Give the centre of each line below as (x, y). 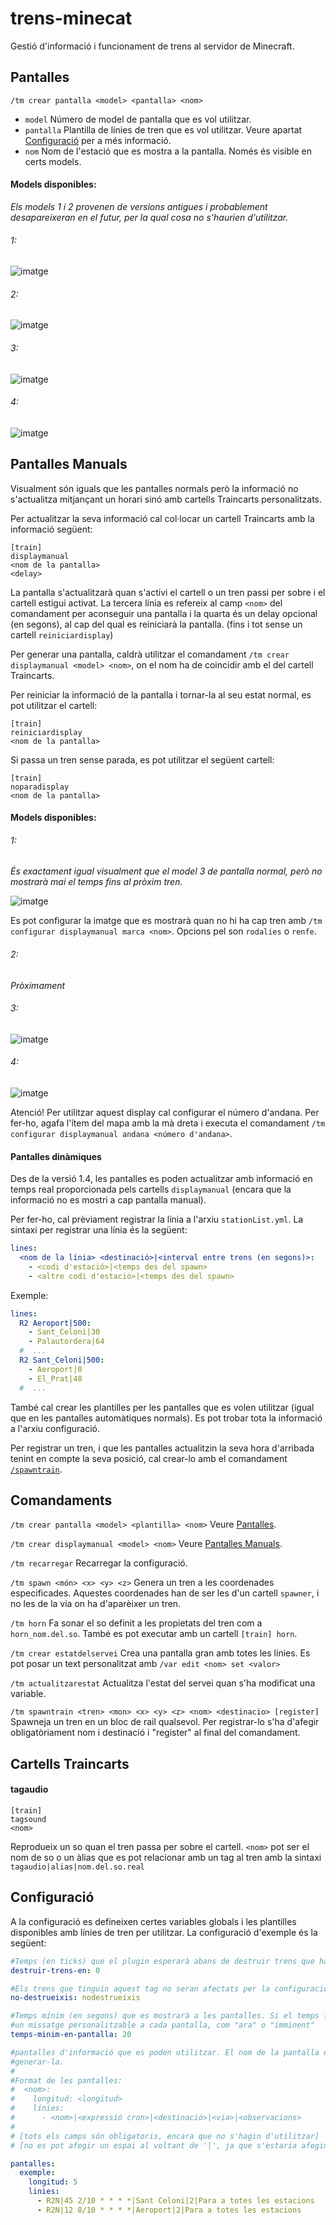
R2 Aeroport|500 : (55, 1323)
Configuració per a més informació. (98, 140)
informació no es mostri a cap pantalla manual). (108, 1200)
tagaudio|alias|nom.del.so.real (77, 1867)
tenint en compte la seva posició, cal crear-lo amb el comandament (149, 1458)
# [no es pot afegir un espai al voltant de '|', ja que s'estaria (154, 2145)
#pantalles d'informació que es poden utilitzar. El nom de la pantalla (165, 2052)
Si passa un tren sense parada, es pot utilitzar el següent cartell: (142, 759)
